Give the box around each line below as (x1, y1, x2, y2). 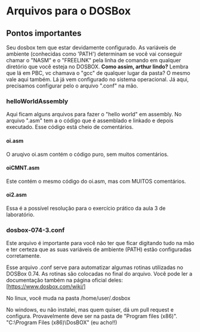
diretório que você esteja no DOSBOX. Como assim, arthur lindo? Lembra (6, 63, 189, 70)
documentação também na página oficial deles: (6, 277, 124, 284)
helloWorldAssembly (6, 97, 69, 105)
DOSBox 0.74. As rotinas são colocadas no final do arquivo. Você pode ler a (6, 270, 193, 277)
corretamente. (6, 252, 41, 259)
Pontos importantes (6, 28, 82, 38)
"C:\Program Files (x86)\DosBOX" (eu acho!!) (6, 319, 118, 326)
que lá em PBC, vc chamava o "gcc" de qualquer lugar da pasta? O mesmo (6, 70, 190, 76)
